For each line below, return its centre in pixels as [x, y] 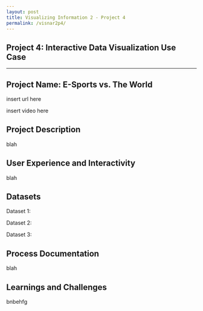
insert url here [24, 99]
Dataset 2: [19, 223]
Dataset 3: [19, 235]
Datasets [24, 197]
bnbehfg [17, 302]
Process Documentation [53, 253]
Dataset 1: [19, 211]
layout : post [23, 12]
